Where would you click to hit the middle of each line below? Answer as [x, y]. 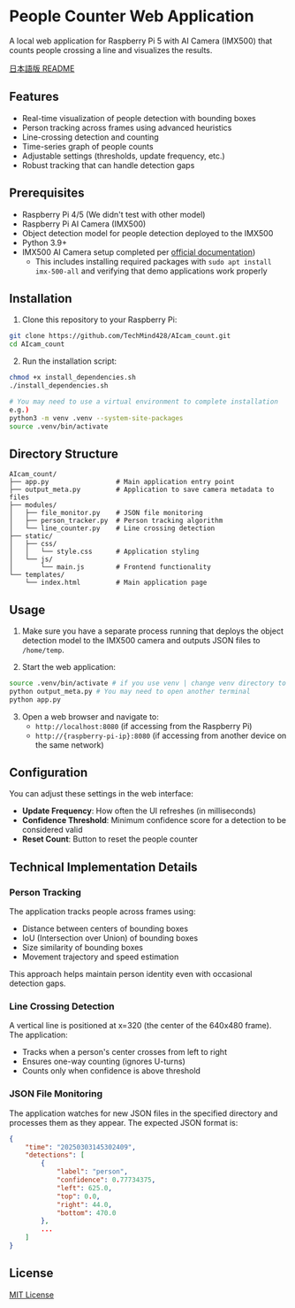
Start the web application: [69, 667]
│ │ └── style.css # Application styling [104, 552]
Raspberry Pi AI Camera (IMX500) [84, 224]
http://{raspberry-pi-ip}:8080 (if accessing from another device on [161, 735]
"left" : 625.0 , [84, 1188]
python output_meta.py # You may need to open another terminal [130, 691]
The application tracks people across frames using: [102, 912]
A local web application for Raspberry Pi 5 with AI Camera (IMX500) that [141, 41]
